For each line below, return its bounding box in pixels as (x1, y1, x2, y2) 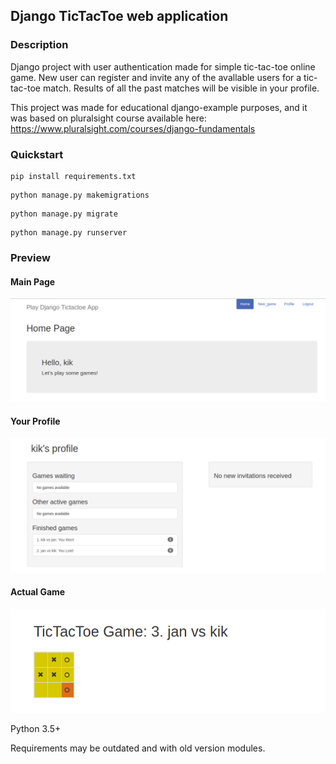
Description (10, 38, 69, 52)
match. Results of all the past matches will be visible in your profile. (42, 82, 320, 94)
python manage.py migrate (10, 209, 118, 219)
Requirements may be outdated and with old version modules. (10, 742, 266, 754)
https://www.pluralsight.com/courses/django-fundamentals (10, 122, 256, 134)
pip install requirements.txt (10, 171, 137, 181)
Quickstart (10, 147, 64, 161)
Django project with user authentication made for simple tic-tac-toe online (10, 60, 316, 73)
